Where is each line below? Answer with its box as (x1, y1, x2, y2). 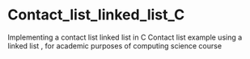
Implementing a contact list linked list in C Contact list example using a (7, 32, 243, 42)
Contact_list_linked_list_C (7, 6, 185, 24)
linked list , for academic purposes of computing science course (7, 40, 222, 50)
